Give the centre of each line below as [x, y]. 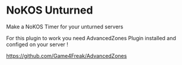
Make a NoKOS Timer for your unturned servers [65, 27]
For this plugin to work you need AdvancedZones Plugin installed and [91, 38]
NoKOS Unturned [50, 10]
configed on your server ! [37, 44]
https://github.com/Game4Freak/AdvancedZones [67, 56]
